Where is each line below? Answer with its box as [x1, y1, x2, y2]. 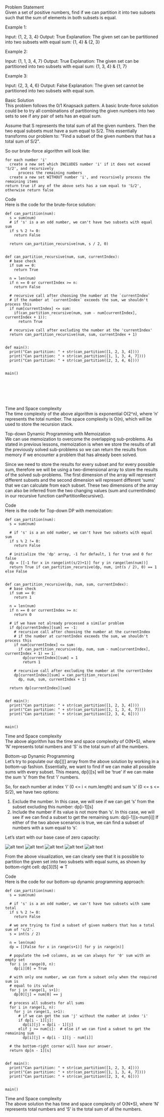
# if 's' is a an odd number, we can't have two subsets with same [9, 901, 151, 906]
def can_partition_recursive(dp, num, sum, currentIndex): [5, 582, 129, 587]
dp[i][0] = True [14, 966, 48, 971]
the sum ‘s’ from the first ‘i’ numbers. [5, 774, 80, 780]
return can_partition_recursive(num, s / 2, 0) [9, 241, 109, 246]
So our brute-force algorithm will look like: [5, 148, 90, 154]
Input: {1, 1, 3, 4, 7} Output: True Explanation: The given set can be [5, 58, 139, 64]
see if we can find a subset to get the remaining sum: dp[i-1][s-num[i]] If [12, 814, 159, 820]
